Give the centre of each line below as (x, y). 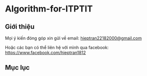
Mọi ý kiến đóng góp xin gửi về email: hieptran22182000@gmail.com (73, 38)
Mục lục (17, 68)
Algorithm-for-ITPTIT (49, 9)
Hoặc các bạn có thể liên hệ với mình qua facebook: (57, 47)
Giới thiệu (20, 27)
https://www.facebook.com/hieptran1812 (45, 52)
